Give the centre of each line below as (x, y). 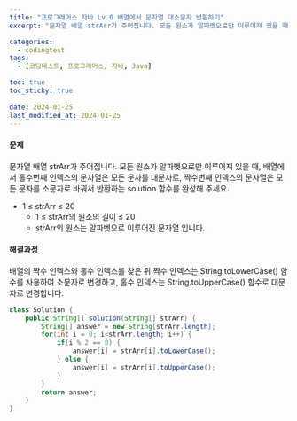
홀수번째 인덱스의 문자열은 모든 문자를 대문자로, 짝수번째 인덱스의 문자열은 (146, 177)
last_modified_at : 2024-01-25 (65, 115)
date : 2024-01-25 (41, 107)
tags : (19, 58)
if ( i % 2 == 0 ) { (89, 343)
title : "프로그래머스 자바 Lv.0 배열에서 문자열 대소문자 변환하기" (117, 17)
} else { (73, 360)
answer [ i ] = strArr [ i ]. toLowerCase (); (144, 351)
